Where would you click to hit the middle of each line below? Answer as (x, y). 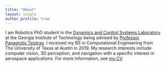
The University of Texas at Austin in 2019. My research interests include (79, 48)
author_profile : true (28, 19)
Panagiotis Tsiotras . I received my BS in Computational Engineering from (79, 43)
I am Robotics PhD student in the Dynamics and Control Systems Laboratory (83, 33)
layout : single (21, 14)
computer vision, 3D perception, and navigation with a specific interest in (80, 53)
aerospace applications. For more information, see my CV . (64, 59)
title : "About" (21, 10)
